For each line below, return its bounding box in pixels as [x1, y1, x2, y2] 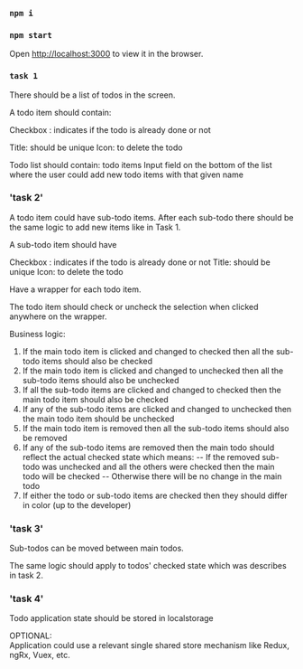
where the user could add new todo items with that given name [9, 169, 243, 180]
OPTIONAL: [9, 630, 52, 641]
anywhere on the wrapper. [9, 311, 107, 322]
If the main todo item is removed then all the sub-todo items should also [22, 422, 289, 433]
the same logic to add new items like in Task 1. [9, 221, 181, 232]
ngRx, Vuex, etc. [9, 650, 70, 661]
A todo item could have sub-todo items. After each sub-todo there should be [9, 212, 294, 222]
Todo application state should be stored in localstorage [9, 613, 214, 624]
